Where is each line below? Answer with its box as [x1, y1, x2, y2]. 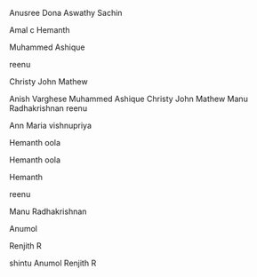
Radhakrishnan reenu [9, 103, 87, 114]
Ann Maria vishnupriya [9, 120, 92, 131]
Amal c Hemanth [9, 25, 70, 35]
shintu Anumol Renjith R [9, 257, 97, 268]
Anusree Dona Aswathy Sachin [9, 8, 123, 18]
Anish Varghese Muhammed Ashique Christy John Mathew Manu [9, 93, 249, 104]
